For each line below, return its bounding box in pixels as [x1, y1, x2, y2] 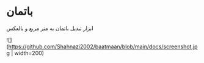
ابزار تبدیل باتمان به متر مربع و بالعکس [6, 24, 93, 32]
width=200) [14, 49, 45, 56]
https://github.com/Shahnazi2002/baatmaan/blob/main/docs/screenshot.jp [8, 43, 198, 50]
